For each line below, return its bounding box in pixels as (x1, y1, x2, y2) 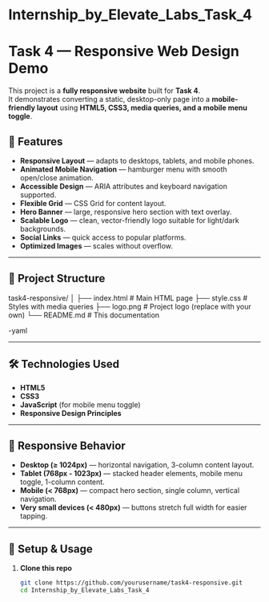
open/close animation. (19, 172, 94, 182)
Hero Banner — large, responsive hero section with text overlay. (19, 207, 232, 216)
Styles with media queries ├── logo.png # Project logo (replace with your (8, 301, 252, 311)
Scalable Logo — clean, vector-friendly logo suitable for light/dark (19, 215, 239, 225)
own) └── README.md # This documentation (8, 310, 160, 320)
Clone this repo (19, 564, 72, 573)
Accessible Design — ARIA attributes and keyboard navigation (19, 181, 228, 191)
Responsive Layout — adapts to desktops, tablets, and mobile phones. (19, 156, 255, 165)
